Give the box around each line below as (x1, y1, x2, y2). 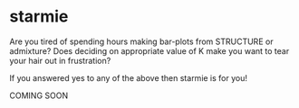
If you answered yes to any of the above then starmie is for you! (9, 72, 247, 83)
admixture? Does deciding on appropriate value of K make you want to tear (9, 45, 290, 56)
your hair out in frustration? (9, 55, 111, 66)
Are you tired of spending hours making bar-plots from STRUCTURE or (9, 36, 274, 47)
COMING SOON (9, 90, 69, 101)
